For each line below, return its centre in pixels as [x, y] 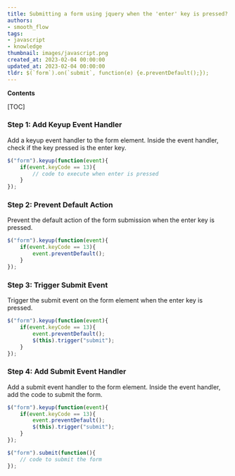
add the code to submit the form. [55, 394]
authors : [20, 20]
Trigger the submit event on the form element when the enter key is [105, 300]
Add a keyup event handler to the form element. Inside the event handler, [113, 140]
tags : [15, 33]
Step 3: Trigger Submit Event [58, 285]
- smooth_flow [28, 27]
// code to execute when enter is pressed [96, 173]
